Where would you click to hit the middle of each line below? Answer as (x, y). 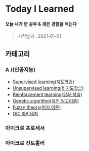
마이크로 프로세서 (25, 128)
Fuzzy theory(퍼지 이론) (37, 107)
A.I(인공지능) (20, 69)
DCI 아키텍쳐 (25, 114)
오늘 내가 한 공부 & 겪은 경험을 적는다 (41, 24)
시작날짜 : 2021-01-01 (39, 36)
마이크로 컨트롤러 (25, 143)
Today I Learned (40, 9)
